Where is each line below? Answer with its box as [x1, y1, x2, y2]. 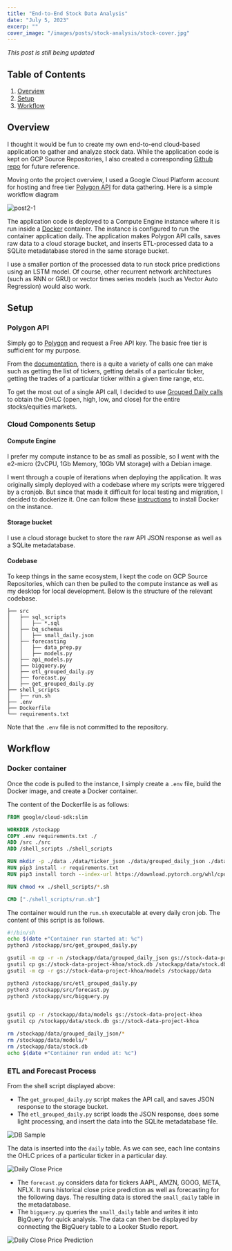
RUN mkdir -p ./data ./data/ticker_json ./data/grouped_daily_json [7, 858, 206, 865]
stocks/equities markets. [7, 402, 77, 411]
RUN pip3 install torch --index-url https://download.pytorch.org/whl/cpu [7, 871, 227, 878]
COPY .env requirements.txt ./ [7, 833, 97, 840]
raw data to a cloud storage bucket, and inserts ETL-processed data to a [7, 239, 213, 247]
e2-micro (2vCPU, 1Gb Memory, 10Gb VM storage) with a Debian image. [7, 459, 213, 468]
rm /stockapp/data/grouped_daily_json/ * [7, 1030, 126, 1038]
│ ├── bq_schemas [7, 626, 64, 633]
